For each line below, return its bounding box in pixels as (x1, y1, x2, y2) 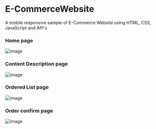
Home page (5, 37, 33, 44)
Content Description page (5, 60, 68, 67)
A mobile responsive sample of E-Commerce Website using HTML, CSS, (5, 20, 151, 26)
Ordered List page (5, 84, 49, 91)
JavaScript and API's (5, 25, 48, 30)
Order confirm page (5, 107, 53, 114)
